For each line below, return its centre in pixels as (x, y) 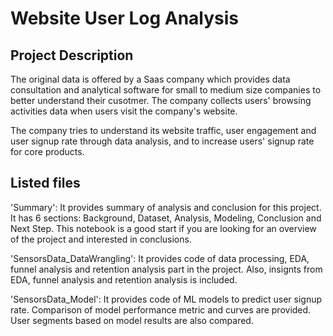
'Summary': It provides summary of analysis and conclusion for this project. (166, 207)
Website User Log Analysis (125, 18)
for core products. (47, 151)
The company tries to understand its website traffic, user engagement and (163, 130)
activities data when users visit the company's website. (124, 111)
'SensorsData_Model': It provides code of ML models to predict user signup (166, 299)
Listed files (45, 183)
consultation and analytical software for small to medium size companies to (166, 90)
